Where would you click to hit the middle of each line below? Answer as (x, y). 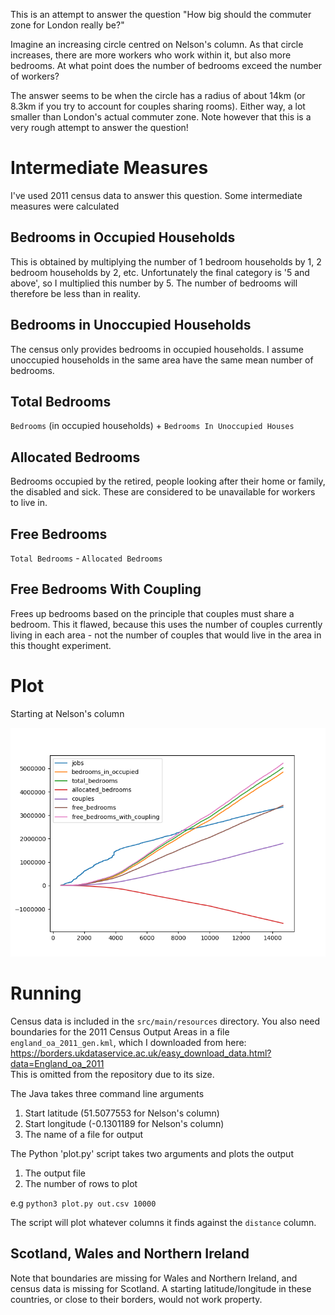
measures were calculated (65, 206)
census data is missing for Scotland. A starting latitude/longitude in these (161, 1288)
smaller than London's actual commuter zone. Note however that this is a (161, 117)
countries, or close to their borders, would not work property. (136, 1299)
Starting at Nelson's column (67, 713)
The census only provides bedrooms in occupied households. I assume (157, 349)
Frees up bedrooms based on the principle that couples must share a (152, 613)
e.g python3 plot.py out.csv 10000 (83, 1203)
